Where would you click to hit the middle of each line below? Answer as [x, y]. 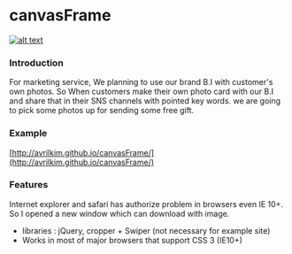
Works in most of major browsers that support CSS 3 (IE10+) [132, 240]
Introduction [36, 63]
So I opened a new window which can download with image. [119, 213]
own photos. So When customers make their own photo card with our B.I [142, 92]
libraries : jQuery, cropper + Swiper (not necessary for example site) [146, 230]
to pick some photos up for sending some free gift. [102, 111]
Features [29, 185]
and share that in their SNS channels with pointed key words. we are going [145, 101]
